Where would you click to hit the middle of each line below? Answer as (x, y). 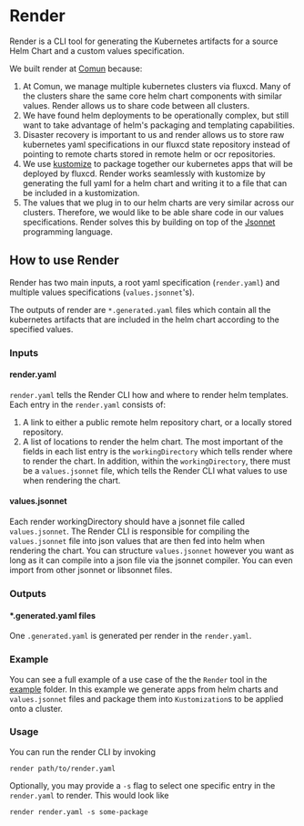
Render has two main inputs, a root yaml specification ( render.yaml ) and (145, 282)
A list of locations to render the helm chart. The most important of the (153, 441)
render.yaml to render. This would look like (89, 795)
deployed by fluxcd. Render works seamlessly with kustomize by (144, 173)
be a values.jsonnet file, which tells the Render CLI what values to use (155, 470)
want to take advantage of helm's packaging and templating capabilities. (159, 125)
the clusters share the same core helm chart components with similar (152, 96)
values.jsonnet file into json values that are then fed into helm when (137, 541)
